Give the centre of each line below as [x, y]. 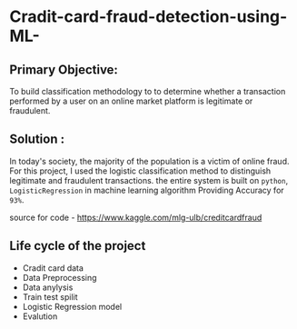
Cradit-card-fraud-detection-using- [148, 17]
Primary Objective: [64, 70]
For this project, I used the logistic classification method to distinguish [140, 171]
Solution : [37, 140]
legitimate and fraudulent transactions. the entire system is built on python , [149, 180]
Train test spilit [50, 296]
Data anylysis [48, 287]
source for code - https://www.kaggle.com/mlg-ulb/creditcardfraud [136, 217]
